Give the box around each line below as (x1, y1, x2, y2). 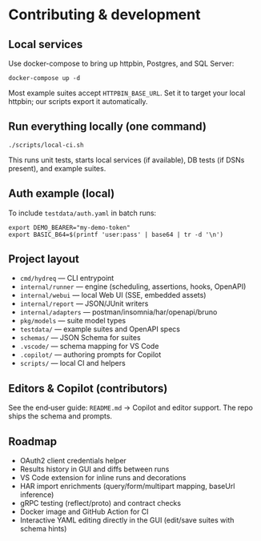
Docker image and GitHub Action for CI (19, 507, 150, 517)
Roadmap (8, 435, 58, 448)
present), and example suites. (8, 163, 106, 173)
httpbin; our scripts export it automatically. (8, 97, 148, 106)
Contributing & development (8, 6, 201, 24)
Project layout (8, 252, 80, 266)
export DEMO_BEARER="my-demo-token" (8, 223, 130, 231)
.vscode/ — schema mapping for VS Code (19, 342, 159, 351)
